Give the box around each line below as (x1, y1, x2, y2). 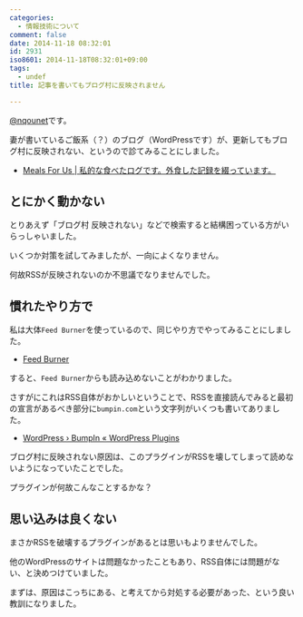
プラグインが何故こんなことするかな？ (9, 482, 152, 493)
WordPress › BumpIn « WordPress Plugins (22, 433, 180, 444)
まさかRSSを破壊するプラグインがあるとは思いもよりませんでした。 (9, 537, 263, 548)
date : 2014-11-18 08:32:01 (9, 38, 112, 48)
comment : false (9, 30, 67, 39)
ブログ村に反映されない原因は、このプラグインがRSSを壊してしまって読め (9, 451, 287, 463)
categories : (9, 13, 54, 23)
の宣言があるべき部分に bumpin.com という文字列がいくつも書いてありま (9, 403, 272, 414)
